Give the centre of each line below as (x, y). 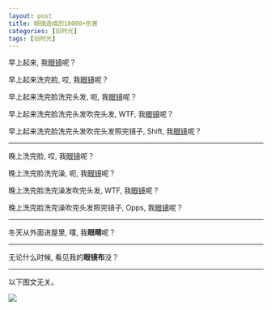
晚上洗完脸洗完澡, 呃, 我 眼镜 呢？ (62, 173)
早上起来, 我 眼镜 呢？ (42, 62)
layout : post (30, 16)
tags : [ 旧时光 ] (32, 38)
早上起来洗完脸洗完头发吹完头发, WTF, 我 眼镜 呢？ (91, 114)
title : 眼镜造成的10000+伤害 (53, 23)
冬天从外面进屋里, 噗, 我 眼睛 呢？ (62, 232)
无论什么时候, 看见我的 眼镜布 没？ (64, 257)
